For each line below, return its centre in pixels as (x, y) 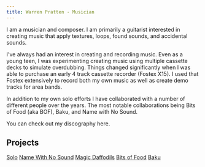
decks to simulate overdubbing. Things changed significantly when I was (99, 67)
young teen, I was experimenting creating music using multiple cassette (97, 61)
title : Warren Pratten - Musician (51, 12)
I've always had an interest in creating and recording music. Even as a (95, 54)
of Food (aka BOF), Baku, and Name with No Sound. (72, 111)
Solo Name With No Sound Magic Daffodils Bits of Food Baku (83, 157)
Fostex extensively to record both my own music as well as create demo (98, 80)
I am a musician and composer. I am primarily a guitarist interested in (93, 29)
